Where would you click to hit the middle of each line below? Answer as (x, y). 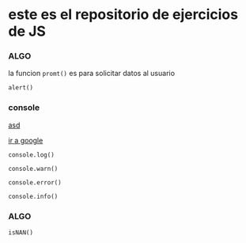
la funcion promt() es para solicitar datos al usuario (92, 74)
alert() (21, 88)
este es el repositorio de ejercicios (123, 15)
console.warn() (33, 169)
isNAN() (21, 233)
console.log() (32, 155)
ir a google (26, 140)
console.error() (35, 182)
